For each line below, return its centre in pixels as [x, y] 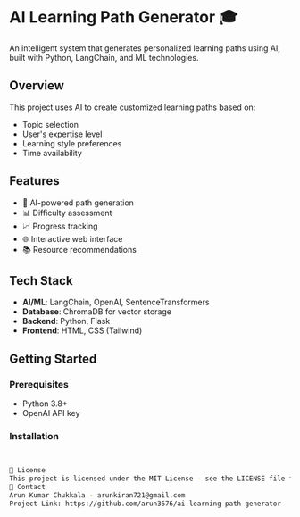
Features [34, 181]
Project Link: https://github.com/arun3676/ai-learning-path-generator [145, 504]
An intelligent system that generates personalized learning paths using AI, [145, 48]
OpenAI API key [51, 413]
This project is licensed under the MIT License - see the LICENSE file [147, 479]
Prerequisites [39, 384]
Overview [37, 86]
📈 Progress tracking [60, 226]
